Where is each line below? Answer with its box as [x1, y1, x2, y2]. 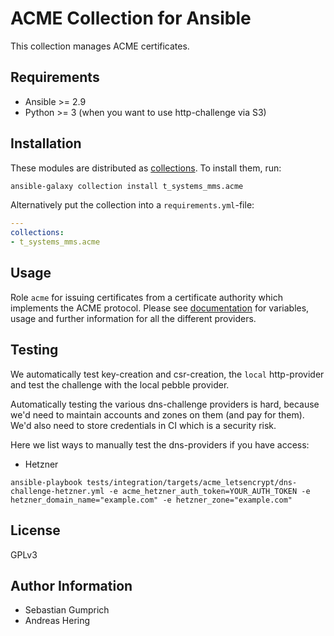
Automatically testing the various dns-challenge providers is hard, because [10, 398, 320, 410]
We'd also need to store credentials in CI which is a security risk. [10, 419, 277, 431]
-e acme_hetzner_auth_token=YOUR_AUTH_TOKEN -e [108, 486, 311, 496]
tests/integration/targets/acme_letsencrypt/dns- [86, 477, 298, 487]
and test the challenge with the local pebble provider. [10, 378, 230, 391]
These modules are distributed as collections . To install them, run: [10, 162, 282, 174]
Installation [10, 135, 82, 152]
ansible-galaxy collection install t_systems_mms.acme [10, 181, 244, 191]
